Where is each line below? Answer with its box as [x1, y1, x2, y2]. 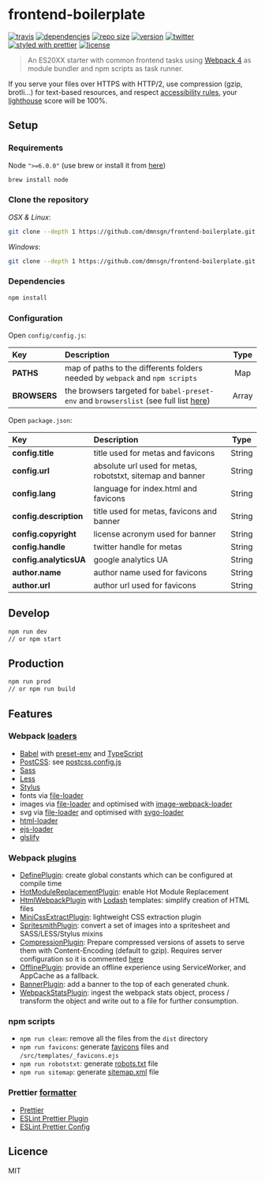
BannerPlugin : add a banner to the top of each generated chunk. [19, 980, 230, 989]
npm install [8, 294, 47, 302]
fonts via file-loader [19, 790, 84, 800]
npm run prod [8, 678, 51, 686]
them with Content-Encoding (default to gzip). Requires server [19, 946, 222, 955]
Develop [8, 607, 50, 620]
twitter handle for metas [93, 541, 183, 552]
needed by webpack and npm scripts [64, 373, 197, 384]
